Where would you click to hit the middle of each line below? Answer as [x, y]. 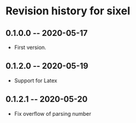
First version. [30, 47]
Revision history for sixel [68, 11]
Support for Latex [36, 80]
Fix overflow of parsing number [53, 113]
